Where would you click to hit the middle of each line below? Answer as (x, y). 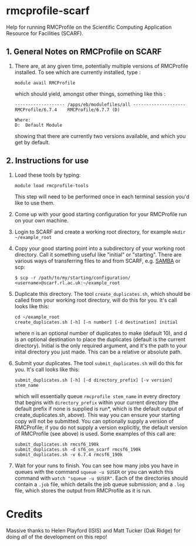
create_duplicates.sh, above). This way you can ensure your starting (97, 414)
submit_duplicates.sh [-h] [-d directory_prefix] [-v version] (94, 380)
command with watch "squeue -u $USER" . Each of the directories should (101, 478)
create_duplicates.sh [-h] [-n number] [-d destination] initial (96, 322)
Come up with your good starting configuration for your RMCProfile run (101, 214)
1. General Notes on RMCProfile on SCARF (84, 52)
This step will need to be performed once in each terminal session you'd (102, 196)
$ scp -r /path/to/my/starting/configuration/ (72, 278)
